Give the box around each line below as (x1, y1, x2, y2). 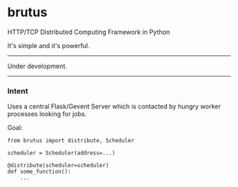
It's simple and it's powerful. (7, 41, 90, 50)
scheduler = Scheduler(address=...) (7, 149, 115, 157)
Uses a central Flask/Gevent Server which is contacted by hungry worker (7, 102, 221, 110)
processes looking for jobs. (7, 110, 87, 118)
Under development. (7, 62, 67, 70)
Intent (7, 86, 28, 96)
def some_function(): (7, 168, 72, 176)
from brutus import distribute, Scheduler (7, 137, 135, 144)
